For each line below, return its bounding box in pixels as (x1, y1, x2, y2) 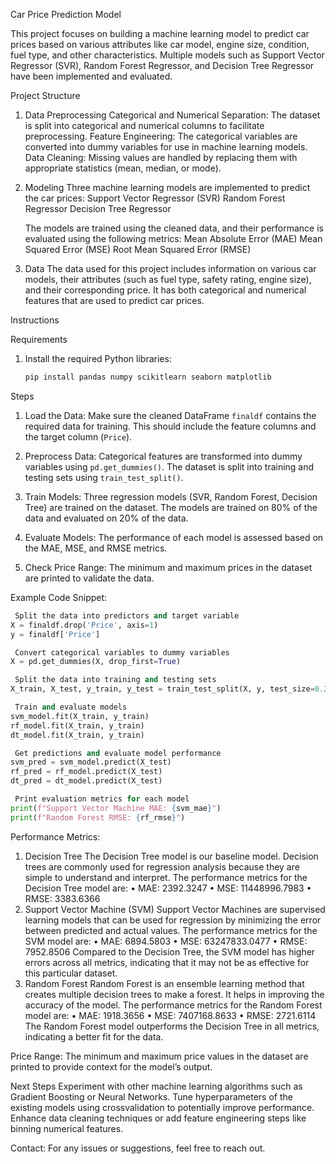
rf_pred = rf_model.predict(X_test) (10, 767, 163, 777)
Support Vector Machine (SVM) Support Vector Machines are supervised (24, 903, 326, 915)
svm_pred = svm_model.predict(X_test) (10, 757, 172, 768)
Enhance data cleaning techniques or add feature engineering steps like (10, 1112, 307, 1124)
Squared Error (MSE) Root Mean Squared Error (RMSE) (24, 244, 252, 255)
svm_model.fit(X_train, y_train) (10, 711, 150, 721)
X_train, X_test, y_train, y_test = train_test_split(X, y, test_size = (10, 684, 315, 694)
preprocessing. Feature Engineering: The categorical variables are (24, 130, 298, 142)
